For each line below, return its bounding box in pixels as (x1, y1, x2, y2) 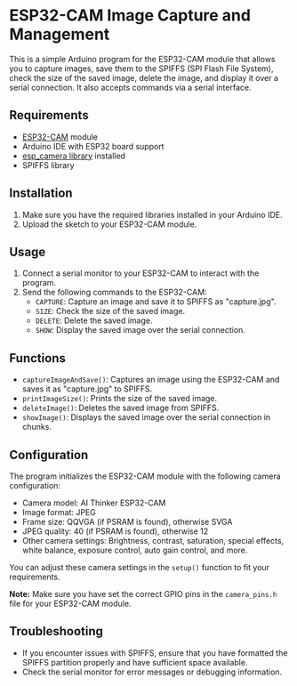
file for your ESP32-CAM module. (9, 598, 132, 609)
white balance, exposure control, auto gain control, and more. (21, 545, 248, 555)
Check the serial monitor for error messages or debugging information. (21, 666, 283, 677)
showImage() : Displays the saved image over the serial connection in (21, 412, 271, 423)
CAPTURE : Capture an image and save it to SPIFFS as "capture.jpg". (35, 296, 277, 307)
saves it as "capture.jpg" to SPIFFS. (21, 383, 153, 394)
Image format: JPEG (21, 507, 96, 517)
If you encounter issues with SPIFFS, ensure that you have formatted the (21, 647, 288, 658)
